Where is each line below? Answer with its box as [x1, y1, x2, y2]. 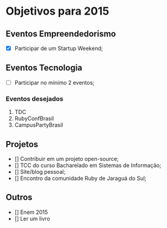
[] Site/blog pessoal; [14, 168, 66, 176]
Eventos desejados [5, 94, 63, 103]
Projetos [5, 139, 38, 149]
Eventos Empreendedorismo [5, 29, 116, 39]
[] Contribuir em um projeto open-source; [14, 155, 119, 163]
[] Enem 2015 [14, 208, 48, 216]
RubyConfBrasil [14, 115, 54, 123]
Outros [5, 192, 33, 202]
